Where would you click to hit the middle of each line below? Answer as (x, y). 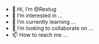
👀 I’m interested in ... (37, 15)
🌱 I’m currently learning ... (44, 22)
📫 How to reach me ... (40, 35)
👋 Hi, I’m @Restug (34, 9)
